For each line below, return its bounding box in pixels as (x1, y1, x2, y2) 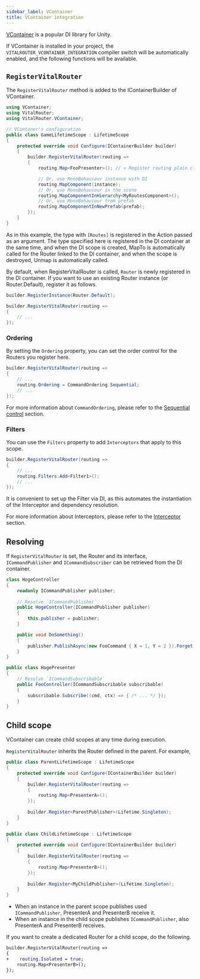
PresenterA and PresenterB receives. (14, 922, 106, 929)
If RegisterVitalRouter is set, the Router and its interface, (6, 553, 148, 560)
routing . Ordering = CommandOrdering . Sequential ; (17, 382, 140, 388)
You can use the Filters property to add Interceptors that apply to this (6, 439, 182, 446)
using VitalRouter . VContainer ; (6, 116, 84, 122)
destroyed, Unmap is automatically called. (6, 256, 109, 263)
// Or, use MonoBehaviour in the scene (37, 187, 137, 193)
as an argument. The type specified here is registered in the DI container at (6, 237, 190, 245)
